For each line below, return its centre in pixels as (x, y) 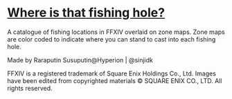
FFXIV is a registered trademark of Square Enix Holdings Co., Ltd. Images (112, 73)
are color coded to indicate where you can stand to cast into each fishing (111, 39)
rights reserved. (30, 88)
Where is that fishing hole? (86, 13)
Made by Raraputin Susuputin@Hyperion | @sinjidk (80, 60)
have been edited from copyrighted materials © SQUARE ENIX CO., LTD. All (115, 80)
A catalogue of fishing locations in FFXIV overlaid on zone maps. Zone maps (116, 32)
